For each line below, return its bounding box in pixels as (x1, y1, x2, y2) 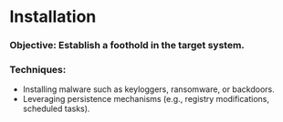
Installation (9, 6, 97, 27)
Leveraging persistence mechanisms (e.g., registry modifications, (22, 94, 270, 105)
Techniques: (9, 64, 67, 76)
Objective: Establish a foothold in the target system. (9, 39, 245, 52)
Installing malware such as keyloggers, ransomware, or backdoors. (22, 84, 276, 95)
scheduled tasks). (22, 103, 90, 115)
